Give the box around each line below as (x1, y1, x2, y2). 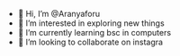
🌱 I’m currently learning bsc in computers (17, 28, 172, 37)
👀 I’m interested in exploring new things (17, 18, 165, 28)
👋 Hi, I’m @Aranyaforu (17, 9, 101, 19)
